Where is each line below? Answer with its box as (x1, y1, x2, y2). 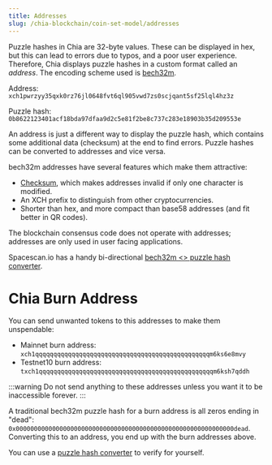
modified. (19, 186, 53, 196)
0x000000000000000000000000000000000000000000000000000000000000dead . (8, 424, 251, 433)
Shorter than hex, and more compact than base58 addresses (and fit (19, 204, 250, 213)
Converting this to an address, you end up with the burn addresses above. (8, 432, 257, 442)
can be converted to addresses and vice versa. (8, 146, 166, 156)
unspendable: (8, 325, 54, 334)
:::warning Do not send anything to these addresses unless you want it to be (8, 382, 263, 392)
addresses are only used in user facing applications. (8, 236, 183, 246)
